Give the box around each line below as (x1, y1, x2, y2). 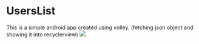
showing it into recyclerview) (6, 31, 79, 38)
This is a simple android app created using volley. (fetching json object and (6, 24, 194, 31)
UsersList (6, 4, 56, 18)
